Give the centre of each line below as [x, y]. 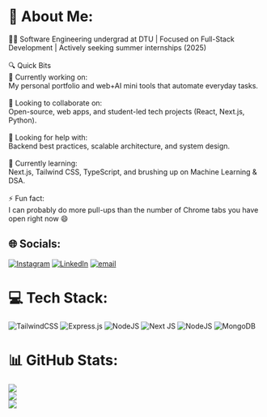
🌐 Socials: [35, 244]
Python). [23, 120]
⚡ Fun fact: [26, 198]
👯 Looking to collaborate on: [55, 103]
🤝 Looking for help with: [48, 137]
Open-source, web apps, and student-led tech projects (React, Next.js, [127, 111]
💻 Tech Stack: [58, 297]
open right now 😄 [38, 218]
